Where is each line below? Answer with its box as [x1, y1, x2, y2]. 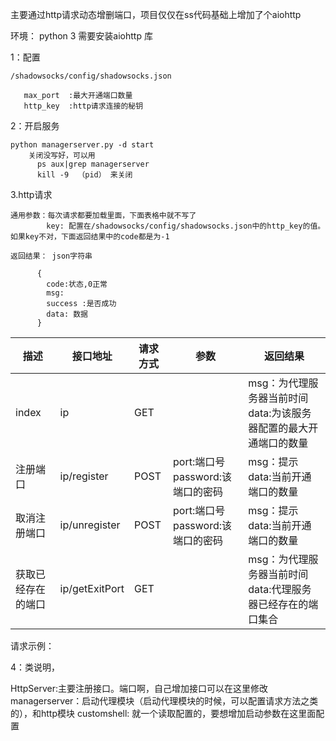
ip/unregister [59, 518, 121, 532]
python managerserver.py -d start [10, 140, 155, 150]
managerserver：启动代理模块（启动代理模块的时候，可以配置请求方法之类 [10, 695, 319, 707]
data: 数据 [46, 309, 89, 319]
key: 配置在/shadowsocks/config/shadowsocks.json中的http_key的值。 [46, 221, 326, 231]
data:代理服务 [248, 583, 312, 596]
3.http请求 [10, 189, 53, 200]
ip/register [59, 469, 109, 483]
